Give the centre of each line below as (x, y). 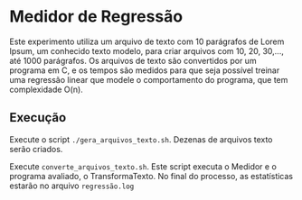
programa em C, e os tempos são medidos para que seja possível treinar (145, 70)
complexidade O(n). (46, 89)
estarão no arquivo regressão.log (72, 186)
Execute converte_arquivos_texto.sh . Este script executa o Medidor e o (143, 166)
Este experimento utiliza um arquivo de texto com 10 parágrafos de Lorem (147, 41)
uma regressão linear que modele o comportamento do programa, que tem (149, 79)
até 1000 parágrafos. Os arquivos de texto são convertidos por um (133, 60)
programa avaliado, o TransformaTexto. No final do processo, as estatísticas (151, 176)
